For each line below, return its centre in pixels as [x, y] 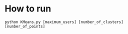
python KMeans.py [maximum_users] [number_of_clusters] [64, 22]
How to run [28, 9]
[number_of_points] [25, 26]
